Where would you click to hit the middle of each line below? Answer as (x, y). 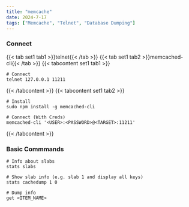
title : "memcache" (29, 12)
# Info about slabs (31, 161)
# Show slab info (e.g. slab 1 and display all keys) (75, 177)
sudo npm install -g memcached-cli (51, 106)
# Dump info (21, 193)
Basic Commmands (35, 149)
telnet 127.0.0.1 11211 (36, 79)
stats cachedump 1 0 (32, 182)
